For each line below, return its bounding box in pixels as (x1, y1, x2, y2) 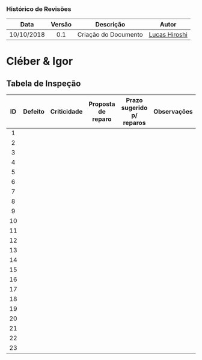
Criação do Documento (77, 31, 143, 39)
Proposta (88, 100, 115, 108)
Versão (50, 20, 72, 29)
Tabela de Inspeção (6, 78, 81, 88)
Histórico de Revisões (6, 5, 72, 13)
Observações (153, 108, 193, 116)
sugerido (121, 104, 148, 112)
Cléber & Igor (6, 55, 73, 68)
